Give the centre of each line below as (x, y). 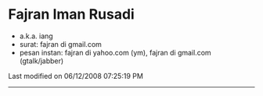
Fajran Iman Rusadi (71, 14)
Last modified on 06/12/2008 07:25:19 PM (76, 76)
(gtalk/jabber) (41, 61)
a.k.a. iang (36, 36)
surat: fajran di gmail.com (60, 44)
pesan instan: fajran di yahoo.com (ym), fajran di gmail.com (115, 52)
